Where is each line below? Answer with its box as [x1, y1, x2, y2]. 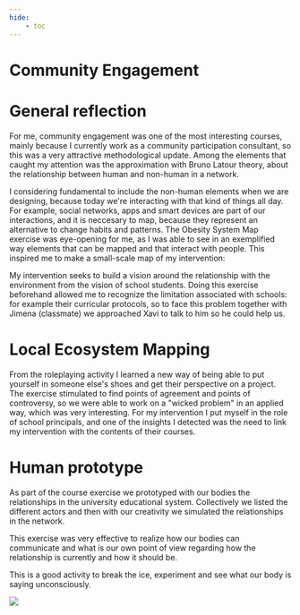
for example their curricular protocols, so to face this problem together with [9, 298, 287, 309]
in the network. [9, 516, 65, 526]
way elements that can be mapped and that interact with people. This [9, 243, 265, 253]
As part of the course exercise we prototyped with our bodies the [9, 487, 251, 498]
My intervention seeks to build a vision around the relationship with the [9, 269, 270, 280]
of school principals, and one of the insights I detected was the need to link [9, 416, 287, 427]
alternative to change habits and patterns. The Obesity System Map [9, 224, 260, 235]
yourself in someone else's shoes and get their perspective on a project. [9, 378, 277, 389]
